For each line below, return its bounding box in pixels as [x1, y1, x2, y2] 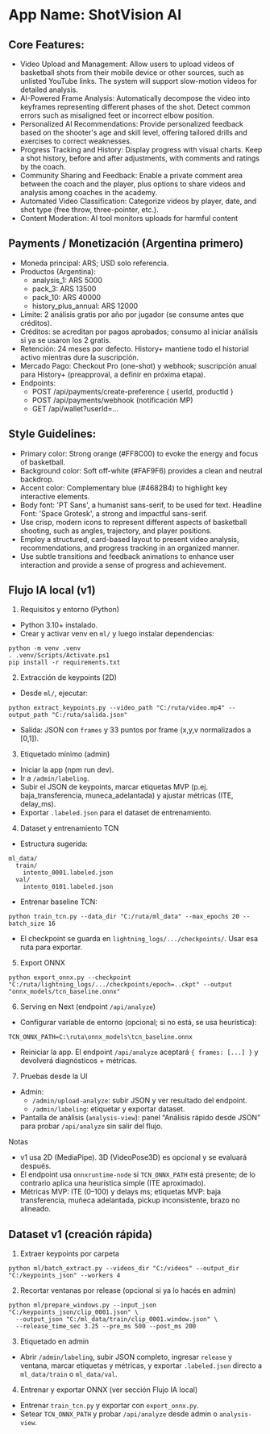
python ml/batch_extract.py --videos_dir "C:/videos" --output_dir [8, 1265, 240, 1273]
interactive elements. [19, 491, 90, 501]
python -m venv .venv [8, 644, 81, 652]
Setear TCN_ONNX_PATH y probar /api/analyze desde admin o [19, 1409, 218, 1419]
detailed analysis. [19, 85, 79, 94]
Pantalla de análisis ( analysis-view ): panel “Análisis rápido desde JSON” [19, 1113, 260, 1123]
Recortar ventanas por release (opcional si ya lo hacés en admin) [19, 1286, 236, 1295]
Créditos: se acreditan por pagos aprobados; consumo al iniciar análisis [19, 327, 259, 336]
